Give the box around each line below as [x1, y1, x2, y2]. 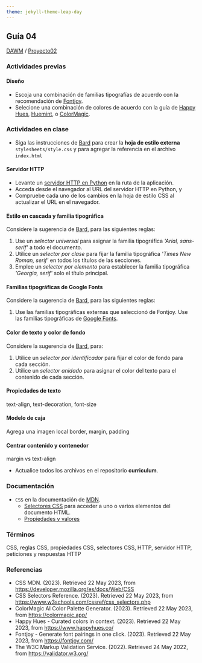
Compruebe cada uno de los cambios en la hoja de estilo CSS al [14, 192, 175, 200]
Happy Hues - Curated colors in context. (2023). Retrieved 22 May [14, 618, 181, 625]
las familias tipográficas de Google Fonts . [14, 315, 118, 322]
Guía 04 [6, 31, 37, 42]
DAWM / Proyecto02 [6, 47, 57, 54]
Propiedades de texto [6, 387, 62, 394]
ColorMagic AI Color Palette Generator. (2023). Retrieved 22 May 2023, [14, 605, 193, 612]
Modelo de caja [6, 414, 46, 422]
